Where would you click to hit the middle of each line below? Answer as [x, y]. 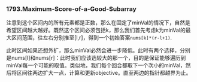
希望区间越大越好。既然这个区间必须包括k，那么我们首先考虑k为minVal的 [96, 30]
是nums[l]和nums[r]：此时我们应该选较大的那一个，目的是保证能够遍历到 [96, 58]
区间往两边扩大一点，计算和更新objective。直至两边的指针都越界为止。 [104, 73]
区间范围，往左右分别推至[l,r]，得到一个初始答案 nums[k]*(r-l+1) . [92, 38]
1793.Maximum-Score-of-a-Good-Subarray [71, 9]
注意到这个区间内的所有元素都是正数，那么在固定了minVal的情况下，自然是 [98, 23]
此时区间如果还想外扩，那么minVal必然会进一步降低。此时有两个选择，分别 [98, 50]
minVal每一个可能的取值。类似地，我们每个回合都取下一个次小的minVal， [96, 65]
